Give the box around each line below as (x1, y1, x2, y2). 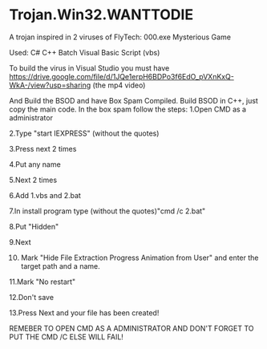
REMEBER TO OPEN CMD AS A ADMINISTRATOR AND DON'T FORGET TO (9, 323, 255, 333)
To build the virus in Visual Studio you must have (9, 63, 170, 73)
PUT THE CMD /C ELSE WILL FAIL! (9, 331, 123, 342)
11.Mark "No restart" (9, 277, 76, 286)
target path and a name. (20, 261, 101, 270)
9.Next (9, 237, 31, 246)
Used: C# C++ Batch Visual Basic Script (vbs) (9, 47, 160, 57)
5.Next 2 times (9, 175, 58, 185)
